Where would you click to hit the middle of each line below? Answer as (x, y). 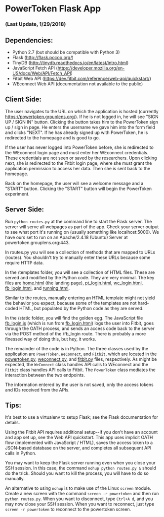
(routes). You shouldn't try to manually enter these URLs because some (78, 257)
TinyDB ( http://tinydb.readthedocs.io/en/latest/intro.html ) (70, 63)
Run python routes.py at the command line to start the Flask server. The (79, 221)
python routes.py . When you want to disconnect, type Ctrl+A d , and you (79, 499)
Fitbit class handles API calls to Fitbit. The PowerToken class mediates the (80, 370)
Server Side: (25, 210)
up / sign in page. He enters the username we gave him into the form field (80, 127)
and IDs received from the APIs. (38, 389)
